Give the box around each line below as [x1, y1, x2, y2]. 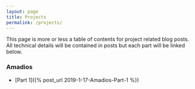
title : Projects [6, 14, 46, 20]
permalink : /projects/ [6, 19, 62, 25]
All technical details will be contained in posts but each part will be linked [6, 42, 185, 49]
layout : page [6, 8, 39, 15]
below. [6, 48, 23, 55]
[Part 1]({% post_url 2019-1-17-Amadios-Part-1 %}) [14, 76, 140, 83]
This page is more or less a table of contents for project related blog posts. [6, 36, 189, 43]
